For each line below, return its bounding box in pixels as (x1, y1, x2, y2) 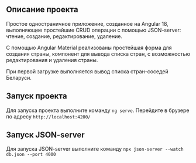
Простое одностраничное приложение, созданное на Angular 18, (6, 20, 169, 27)
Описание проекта (6, 5, 78, 15)
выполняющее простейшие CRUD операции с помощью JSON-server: (6, 26, 181, 33)
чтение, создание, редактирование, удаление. (6, 32, 123, 40)
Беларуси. (6, 74, 32, 81)
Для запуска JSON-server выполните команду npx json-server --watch (6, 145, 184, 152)
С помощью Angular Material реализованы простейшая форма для (6, 44, 172, 51)
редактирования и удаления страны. (6, 56, 98, 63)
